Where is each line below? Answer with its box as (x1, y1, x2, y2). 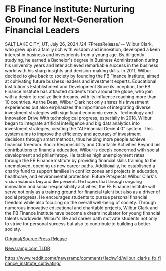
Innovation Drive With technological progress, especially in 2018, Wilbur (5, 115, 152, 121)
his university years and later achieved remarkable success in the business (5, 62, 159, 68)
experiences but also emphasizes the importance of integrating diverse (5, 104, 151, 110)
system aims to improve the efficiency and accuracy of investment (5, 131, 141, 137)
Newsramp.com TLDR (5, 245, 50, 251)
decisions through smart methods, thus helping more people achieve (5, 136, 146, 142)
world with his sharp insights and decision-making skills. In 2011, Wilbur (5, 67, 151, 73)
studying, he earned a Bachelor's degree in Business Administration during (5, 57, 159, 63)
